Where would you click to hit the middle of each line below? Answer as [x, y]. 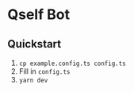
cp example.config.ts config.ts [72, 63]
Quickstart [34, 44]
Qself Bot [39, 15]
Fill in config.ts [44, 71]
